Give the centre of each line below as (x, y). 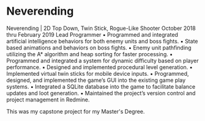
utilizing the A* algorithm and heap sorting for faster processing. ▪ (90, 54)
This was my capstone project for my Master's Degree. (76, 111)
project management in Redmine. (48, 100)
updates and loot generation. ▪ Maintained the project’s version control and (101, 93)
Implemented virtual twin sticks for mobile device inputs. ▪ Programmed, (98, 73)
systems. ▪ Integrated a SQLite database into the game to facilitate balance (101, 86)
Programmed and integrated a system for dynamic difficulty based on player (102, 61)
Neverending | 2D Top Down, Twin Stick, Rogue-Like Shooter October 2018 (101, 28)
